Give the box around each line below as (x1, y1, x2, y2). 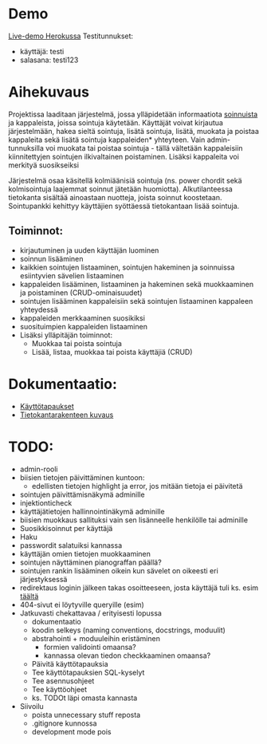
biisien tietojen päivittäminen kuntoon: (19, 472, 145, 482)
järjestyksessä (19, 574, 68, 584)
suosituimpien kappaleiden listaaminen (19, 321, 147, 331)
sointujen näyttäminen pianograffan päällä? (19, 557, 162, 567)
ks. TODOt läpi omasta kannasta (31, 693, 138, 703)
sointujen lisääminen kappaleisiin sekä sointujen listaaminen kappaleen (19, 296, 253, 305)
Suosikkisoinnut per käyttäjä (19, 523, 113, 533)
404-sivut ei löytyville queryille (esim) (19, 600, 145, 609)
